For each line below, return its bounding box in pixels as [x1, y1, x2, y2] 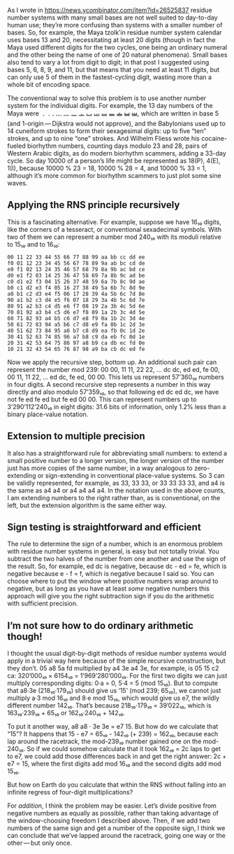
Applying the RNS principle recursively [7, 199, 180, 211]
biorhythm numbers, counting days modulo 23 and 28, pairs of [27, 142, 208, 150]
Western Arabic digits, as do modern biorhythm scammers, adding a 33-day [7, 149, 227, 157]
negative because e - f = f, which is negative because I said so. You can [7, 570, 214, 578]
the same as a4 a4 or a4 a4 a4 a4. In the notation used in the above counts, [7, 486, 226, 495]
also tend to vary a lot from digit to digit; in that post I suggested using [7, 58, 210, 66]
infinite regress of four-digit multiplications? [7, 788, 133, 797]
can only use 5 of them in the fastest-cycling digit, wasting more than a [7, 73, 212, 81]
